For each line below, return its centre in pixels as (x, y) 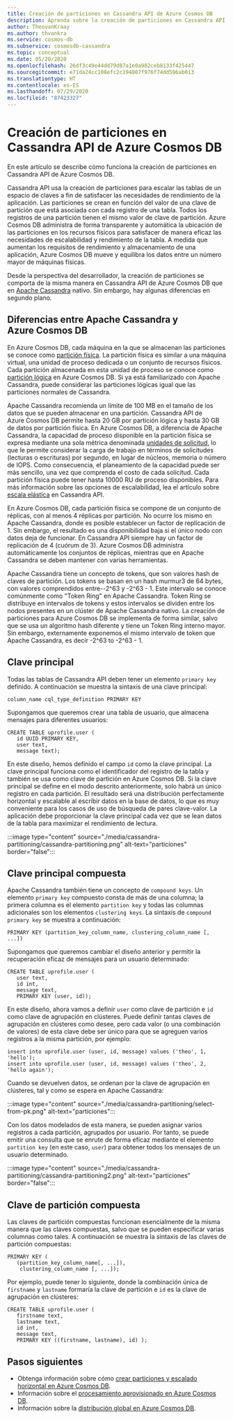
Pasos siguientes (45, 1361)
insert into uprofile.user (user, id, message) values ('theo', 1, (107, 1052)
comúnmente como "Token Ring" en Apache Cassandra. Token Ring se (109, 596)
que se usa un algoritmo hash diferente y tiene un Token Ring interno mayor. (116, 625)
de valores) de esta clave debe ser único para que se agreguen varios (107, 1031)
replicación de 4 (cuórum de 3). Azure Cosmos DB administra (95, 545)
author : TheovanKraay (39, 27)
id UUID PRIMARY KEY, (48, 738)
